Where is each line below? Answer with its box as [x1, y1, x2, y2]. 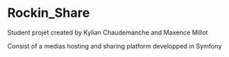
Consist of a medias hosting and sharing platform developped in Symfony [7, 42, 222, 50]
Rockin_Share [7, 5, 90, 21]
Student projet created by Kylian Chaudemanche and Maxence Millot [7, 28, 208, 37]
